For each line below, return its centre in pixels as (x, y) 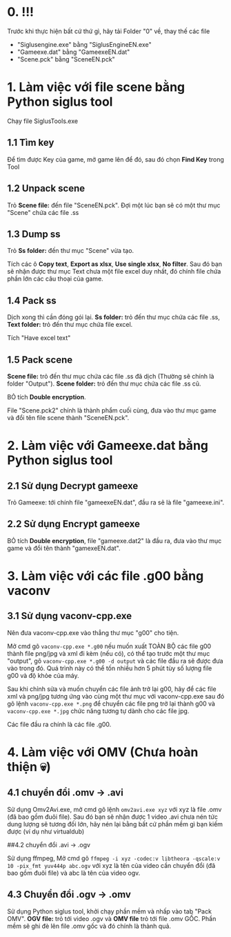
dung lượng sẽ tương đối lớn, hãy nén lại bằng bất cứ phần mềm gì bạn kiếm (115, 824)
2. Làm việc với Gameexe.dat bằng (108, 446)
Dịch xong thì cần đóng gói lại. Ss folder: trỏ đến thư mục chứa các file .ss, (114, 317)
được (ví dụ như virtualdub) (46, 831)
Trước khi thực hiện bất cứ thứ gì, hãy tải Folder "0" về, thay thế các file (109, 31)
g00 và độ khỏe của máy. (43, 675)
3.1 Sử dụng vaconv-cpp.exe (70, 616)
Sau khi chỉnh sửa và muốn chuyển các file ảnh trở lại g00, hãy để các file (112, 689)
